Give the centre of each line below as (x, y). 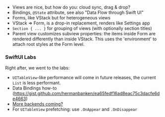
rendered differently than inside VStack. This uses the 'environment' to (84, 39)
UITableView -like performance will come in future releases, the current (84, 78)
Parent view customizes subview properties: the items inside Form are (84, 34)
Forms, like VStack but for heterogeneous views (61, 18)
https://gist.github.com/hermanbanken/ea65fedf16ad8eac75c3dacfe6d (87, 94)
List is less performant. (36, 83)
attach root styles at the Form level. (48, 44)
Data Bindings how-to (34, 88)
